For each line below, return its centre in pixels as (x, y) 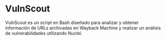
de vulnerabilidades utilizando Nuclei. (44, 33)
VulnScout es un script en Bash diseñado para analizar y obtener (72, 22)
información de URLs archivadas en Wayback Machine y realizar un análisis (83, 27)
